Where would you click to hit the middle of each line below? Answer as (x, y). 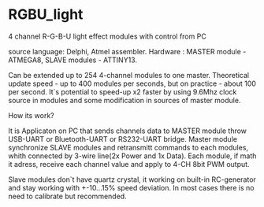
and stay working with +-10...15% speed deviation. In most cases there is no (131, 187)
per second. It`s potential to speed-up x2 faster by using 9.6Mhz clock (123, 91)
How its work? (32, 115)
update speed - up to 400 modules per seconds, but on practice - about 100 (132, 83)
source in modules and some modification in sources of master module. (125, 100)
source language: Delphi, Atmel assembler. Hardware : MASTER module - (127, 51)
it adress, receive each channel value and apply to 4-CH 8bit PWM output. (129, 164)
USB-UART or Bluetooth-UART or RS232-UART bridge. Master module (123, 139)
